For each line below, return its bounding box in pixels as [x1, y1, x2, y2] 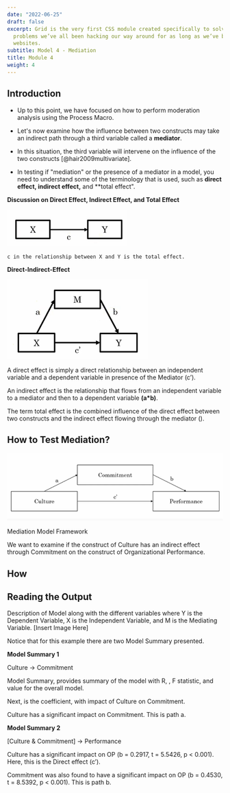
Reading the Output [7, 591, 92, 603]
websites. [13, 40, 41, 47]
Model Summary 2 [7, 724, 60, 732]
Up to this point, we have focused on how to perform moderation [16, 106, 201, 114]
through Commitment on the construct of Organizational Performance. [7, 548, 205, 556]
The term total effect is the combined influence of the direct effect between [7, 407, 220, 415]
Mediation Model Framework [7, 527, 88, 536]
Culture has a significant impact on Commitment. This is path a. [7, 711, 186, 719]
